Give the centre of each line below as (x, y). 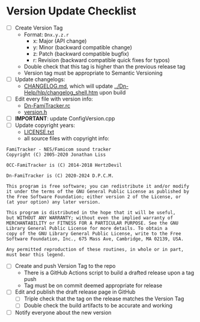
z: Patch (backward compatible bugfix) (81, 54)
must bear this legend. (36, 255)
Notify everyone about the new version (63, 312)
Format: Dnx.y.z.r (46, 35)
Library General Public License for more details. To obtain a (87, 229)
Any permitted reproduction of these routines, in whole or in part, (95, 250)
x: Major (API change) (60, 41)
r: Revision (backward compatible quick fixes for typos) (101, 60)
